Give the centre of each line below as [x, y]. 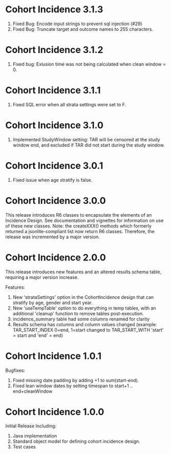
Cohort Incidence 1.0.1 [53, 356]
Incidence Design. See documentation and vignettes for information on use [84, 220]
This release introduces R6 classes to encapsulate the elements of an [79, 215]
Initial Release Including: [31, 426]
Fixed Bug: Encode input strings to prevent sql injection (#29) [77, 24]
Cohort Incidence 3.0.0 [56, 201]
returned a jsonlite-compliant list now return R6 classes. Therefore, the [80, 231]
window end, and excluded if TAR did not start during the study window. [89, 145]
